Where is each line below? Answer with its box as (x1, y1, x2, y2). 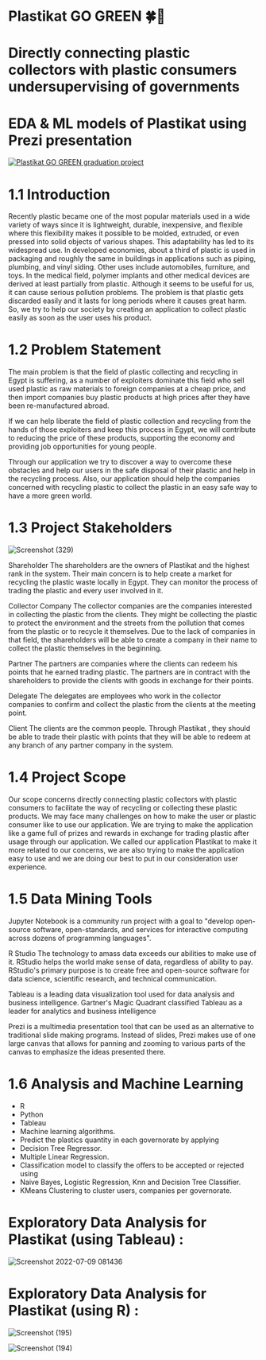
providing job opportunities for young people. (8, 441, 157, 452)
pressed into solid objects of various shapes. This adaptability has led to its (8, 237, 254, 247)
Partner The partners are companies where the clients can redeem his (8, 659, 238, 669)
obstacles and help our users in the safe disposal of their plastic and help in (8, 465, 256, 476)
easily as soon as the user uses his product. (8, 313, 152, 323)
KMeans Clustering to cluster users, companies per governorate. (19, 1185, 232, 1195)
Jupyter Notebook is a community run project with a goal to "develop (8, 916, 234, 926)
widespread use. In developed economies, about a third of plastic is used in (8, 246, 256, 255)
